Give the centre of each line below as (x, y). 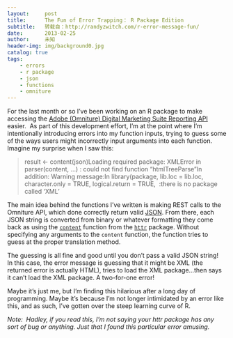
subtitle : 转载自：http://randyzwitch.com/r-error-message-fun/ (103, 26)
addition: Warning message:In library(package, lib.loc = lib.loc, (114, 177)
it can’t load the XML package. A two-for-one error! (81, 278)
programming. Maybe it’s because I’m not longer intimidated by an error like (115, 299)
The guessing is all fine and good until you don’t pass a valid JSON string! (113, 256)
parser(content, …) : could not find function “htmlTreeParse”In (113, 169)
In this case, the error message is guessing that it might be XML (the (105, 263)
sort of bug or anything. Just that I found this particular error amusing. (109, 327)
